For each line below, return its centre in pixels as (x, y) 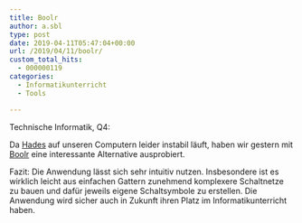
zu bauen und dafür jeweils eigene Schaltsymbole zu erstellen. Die (133, 190)
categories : (32, 77)
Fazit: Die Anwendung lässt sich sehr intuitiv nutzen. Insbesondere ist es (144, 172)
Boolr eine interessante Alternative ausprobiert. (97, 153)
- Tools (32, 93)
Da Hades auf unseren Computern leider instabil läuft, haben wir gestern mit (151, 144)
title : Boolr (34, 18)
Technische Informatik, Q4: (60, 126)
